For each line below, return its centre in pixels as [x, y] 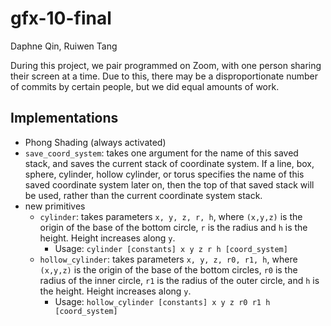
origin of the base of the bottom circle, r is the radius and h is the [173, 227]
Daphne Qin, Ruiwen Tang [64, 46]
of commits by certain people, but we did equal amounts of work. [145, 86]
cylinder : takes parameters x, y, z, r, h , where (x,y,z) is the [171, 216]
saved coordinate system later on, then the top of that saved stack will [169, 184]
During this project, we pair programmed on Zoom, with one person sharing [166, 65]
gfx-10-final [61, 18]
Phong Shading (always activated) [95, 142]
